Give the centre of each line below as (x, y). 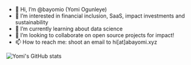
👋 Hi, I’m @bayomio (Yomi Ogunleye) (61, 9)
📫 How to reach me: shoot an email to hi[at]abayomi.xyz (86, 42)
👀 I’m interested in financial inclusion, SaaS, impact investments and (100, 16)
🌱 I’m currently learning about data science (69, 29)
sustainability (32, 22)
